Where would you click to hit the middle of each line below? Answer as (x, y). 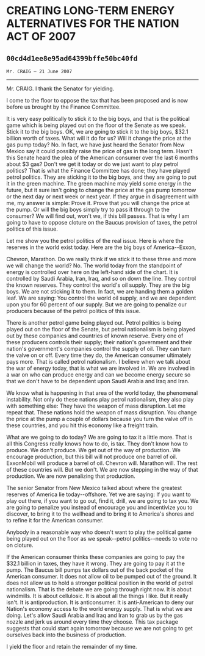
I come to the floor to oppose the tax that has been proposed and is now (97, 100)
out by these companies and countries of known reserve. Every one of (95, 336)
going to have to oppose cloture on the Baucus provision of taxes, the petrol (102, 222)
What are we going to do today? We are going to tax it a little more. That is (99, 437)
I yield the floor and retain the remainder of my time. (72, 647)
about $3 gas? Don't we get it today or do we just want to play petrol (92, 164)
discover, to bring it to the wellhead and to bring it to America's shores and (100, 514)
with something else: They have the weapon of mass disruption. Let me (96, 406)
